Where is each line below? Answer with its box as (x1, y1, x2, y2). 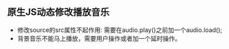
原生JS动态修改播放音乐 (7, 6, 110, 18)
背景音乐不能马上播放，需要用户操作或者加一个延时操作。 (17, 34, 181, 42)
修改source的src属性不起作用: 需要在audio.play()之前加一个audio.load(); (17, 26, 223, 34)
